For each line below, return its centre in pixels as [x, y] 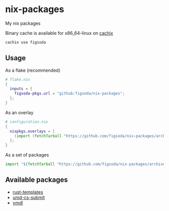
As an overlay [19, 113]
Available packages [36, 180]
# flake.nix [18, 79]
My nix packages [23, 23]
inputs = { [21, 89]
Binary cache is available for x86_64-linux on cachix [59, 33]
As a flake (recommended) [33, 70]
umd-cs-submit [29, 197]
